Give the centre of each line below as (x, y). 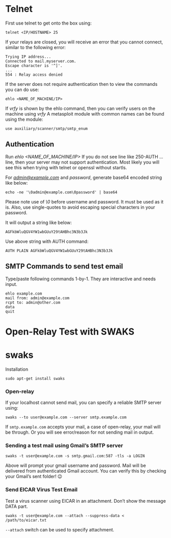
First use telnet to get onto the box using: (48, 23)
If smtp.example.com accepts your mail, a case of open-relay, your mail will (83, 427)
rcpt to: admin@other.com (33, 302)
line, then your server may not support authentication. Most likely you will (82, 162)
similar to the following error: (35, 47)
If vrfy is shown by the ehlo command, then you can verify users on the (80, 108)
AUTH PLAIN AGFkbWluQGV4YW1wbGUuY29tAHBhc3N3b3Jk (59, 251)
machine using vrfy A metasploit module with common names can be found (85, 114)
